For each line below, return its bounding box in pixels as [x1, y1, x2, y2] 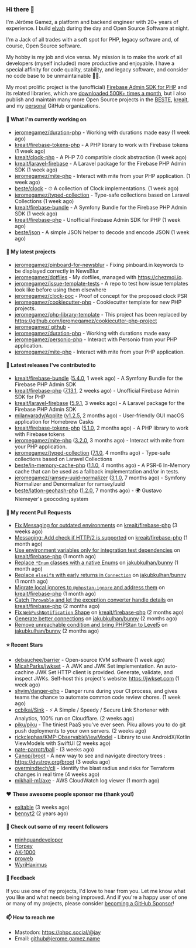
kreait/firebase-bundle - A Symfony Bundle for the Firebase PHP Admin [14, 204, 187, 211]
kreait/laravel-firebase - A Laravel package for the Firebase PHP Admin [14, 160, 187, 167]
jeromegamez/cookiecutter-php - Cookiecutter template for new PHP [14, 298, 182, 305]
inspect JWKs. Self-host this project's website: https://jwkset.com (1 [14, 675, 180, 682]
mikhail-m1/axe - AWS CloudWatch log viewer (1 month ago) [14, 777, 160, 784]
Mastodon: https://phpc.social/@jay [14, 929, 101, 936]
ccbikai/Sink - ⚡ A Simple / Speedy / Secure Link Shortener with [14, 706, 169, 713]
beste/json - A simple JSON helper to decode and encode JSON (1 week [14, 228, 190, 236]
